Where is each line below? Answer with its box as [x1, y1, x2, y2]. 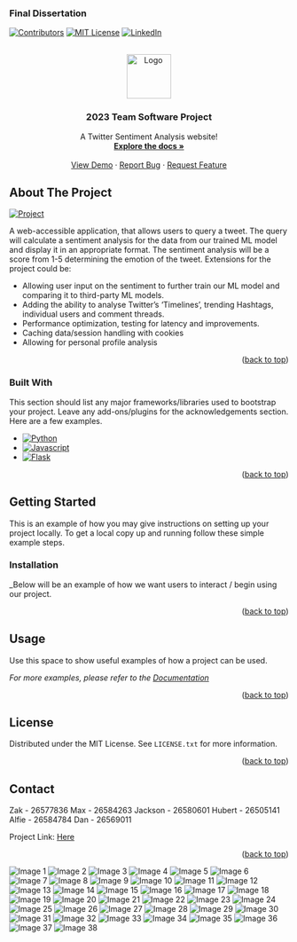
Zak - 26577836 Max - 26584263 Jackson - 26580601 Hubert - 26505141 [9, 805, 281, 816]
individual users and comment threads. [21, 309, 165, 319]
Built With [9, 376, 53, 389]
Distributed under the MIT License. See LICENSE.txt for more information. [9, 739, 277, 750]
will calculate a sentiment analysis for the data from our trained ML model [9, 235, 277, 246]
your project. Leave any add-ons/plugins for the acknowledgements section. [9, 406, 289, 417]
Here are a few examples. [9, 415, 103, 426]
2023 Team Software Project [85, 111, 213, 123]
